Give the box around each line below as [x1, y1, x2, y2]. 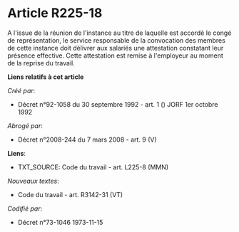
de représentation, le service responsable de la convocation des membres [7, 36, 226, 44]
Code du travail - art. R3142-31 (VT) [17, 190, 123, 199]
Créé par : [7, 86, 36, 95]
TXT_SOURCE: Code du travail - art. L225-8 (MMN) [17, 162, 169, 172]
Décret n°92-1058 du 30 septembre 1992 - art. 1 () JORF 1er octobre [17, 100, 218, 108]
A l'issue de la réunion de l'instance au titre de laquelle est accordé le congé [7, 28, 232, 37]
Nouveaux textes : [7, 176, 59, 185]
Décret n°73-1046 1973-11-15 [17, 218, 103, 226]
